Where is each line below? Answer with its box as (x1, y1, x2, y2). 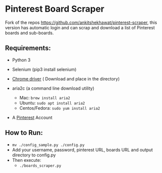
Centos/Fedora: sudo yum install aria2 (19, 105, 100, 111)
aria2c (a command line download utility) (12, 85, 95, 91)
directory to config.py (12, 152, 56, 158)
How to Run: (5, 129, 43, 137)
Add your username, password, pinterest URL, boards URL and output (12, 147, 153, 153)
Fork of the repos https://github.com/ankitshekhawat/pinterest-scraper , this (5, 19, 157, 25)
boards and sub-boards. (5, 30, 54, 36)
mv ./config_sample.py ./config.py (12, 142, 85, 147)
